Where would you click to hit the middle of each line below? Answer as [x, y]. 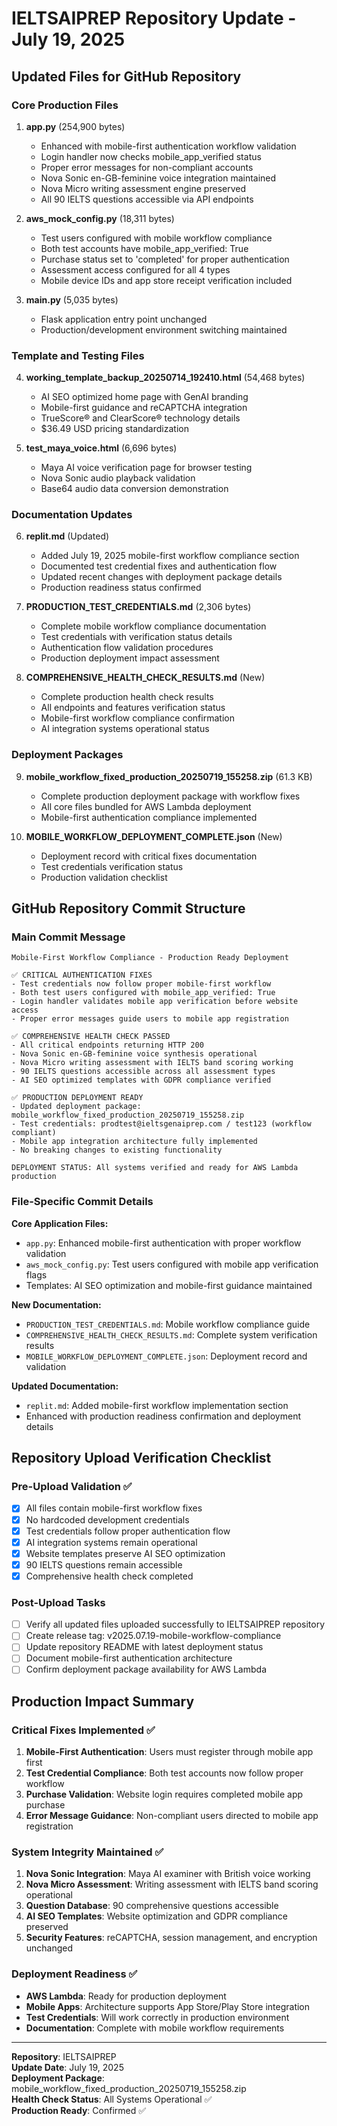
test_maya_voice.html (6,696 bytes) [101, 448]
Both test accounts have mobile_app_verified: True [144, 248]
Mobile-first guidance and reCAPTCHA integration [144, 408]
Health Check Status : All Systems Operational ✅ [112, 2099]
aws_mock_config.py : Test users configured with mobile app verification [172, 1264]
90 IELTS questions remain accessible [104, 1564]
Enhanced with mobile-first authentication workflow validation [168, 146]
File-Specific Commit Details [82, 1202]
